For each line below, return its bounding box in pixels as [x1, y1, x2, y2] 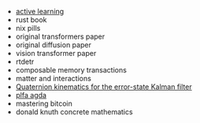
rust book [15, 15, 47, 24]
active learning [15, 7, 65, 16]
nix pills [15, 24, 41, 32]
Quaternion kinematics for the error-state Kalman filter [15, 82, 192, 91]
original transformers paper [15, 32, 106, 41]
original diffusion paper [15, 40, 92, 50]
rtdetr [15, 57, 35, 66]
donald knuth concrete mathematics [15, 107, 133, 117]
